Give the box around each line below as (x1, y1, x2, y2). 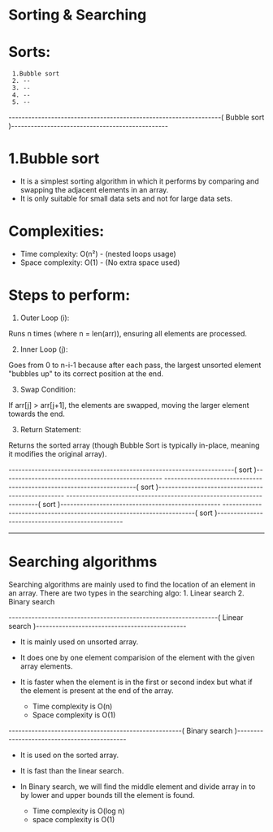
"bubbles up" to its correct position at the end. (8, 368, 164, 379)
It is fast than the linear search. (19, 765, 124, 775)
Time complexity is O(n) (32, 701, 113, 711)
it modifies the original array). (8, 448, 107, 458)
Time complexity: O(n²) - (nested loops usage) (19, 249, 176, 258)
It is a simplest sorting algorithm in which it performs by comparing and (19, 176, 259, 186)
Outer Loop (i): (19, 313, 70, 323)
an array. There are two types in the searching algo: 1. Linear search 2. (8, 587, 245, 598)
